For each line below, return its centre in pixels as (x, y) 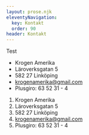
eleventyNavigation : (32, 17)
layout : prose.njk (29, 12)
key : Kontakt (28, 23)
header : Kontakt (26, 34)
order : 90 (24, 28)
